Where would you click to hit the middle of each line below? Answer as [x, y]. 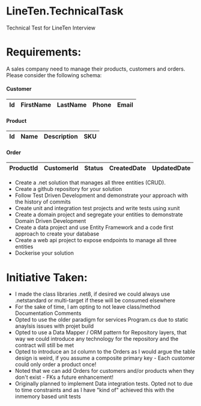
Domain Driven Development [50, 221]
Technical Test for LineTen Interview [51, 28]
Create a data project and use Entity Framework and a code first [94, 228]
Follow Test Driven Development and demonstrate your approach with [101, 195]
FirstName [36, 105]
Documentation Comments [48, 313]
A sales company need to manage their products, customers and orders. [96, 69]
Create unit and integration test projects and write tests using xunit [97, 208]
